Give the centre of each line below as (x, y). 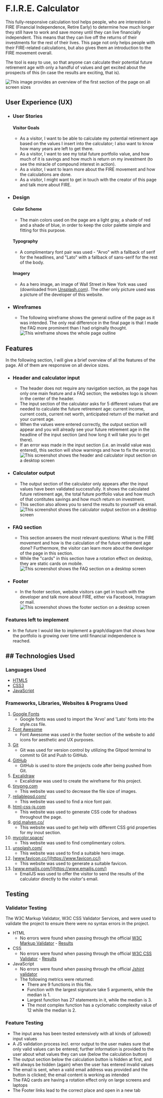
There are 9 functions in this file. (59, 984)
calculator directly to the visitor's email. (59, 879)
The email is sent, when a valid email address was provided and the (80, 1069)
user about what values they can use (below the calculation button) (80, 1054)
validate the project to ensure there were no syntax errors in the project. (77, 924)
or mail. (27, 602)
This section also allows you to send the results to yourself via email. (88, 504)
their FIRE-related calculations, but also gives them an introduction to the (78, 48)
